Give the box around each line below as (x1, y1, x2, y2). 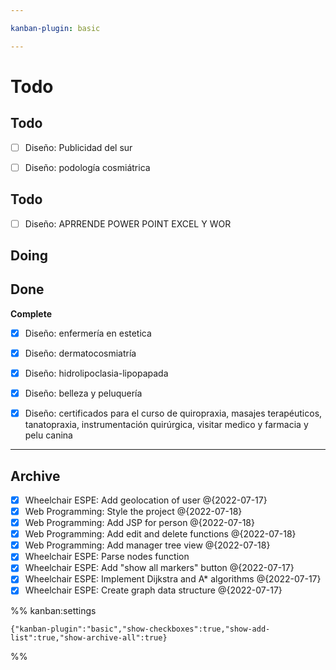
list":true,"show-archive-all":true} (10, 632, 168, 643)
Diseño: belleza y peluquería (24, 387, 143, 400)
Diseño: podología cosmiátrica (24, 161, 151, 173)
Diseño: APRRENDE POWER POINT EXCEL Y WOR (24, 217, 232, 230)
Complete (10, 307, 53, 320)
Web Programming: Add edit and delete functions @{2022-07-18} (24, 528, 297, 540)
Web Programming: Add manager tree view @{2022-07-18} (24, 539, 271, 551)
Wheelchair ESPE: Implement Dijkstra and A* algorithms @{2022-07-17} (24, 573, 322, 585)
